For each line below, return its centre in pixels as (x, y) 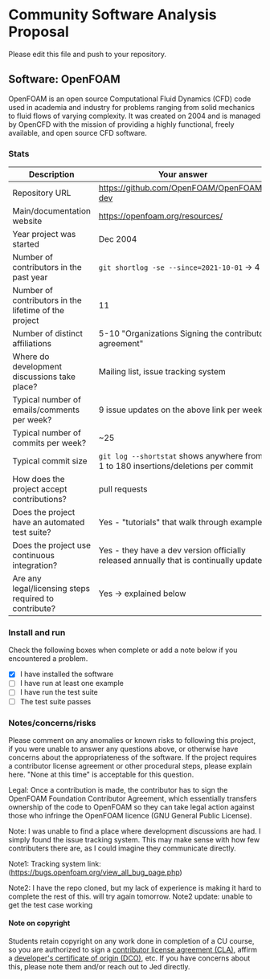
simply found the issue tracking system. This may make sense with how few (134, 839)
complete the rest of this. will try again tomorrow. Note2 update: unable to (131, 896)
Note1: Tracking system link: (55, 863)
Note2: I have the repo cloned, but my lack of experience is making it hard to (135, 887)
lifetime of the (39, 311)
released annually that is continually (166, 561)
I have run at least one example (72, 683)
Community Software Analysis (112, 15)
